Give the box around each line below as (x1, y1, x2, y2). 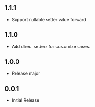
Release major (11, 70, 40, 76)
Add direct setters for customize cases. (11, 44, 91, 49)
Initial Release (11, 97, 40, 103)
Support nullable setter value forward (11, 16, 86, 22)
